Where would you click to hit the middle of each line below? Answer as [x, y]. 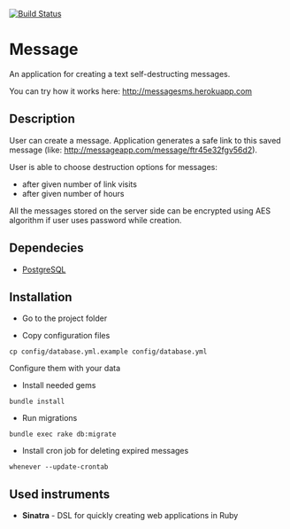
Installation [41, 297]
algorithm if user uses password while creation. [95, 220]
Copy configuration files [66, 336]
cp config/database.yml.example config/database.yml [108, 352]
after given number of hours [73, 193]
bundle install [37, 402]
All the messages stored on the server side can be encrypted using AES [140, 210]
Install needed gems [59, 385]
